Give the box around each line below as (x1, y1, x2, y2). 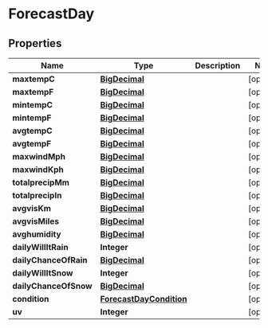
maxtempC (12, 73, 56, 84)
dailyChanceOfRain (12, 255, 88, 265)
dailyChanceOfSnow (12, 280, 93, 291)
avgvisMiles (12, 216, 60, 227)
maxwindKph (12, 164, 64, 175)
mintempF (12, 112, 52, 123)
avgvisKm (12, 203, 52, 213)
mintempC (12, 100, 53, 110)
